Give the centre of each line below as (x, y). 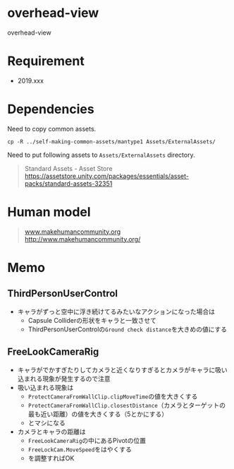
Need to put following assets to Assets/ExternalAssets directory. (101, 155)
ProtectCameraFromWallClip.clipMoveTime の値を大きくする (113, 396)
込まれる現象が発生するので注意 (64, 379)
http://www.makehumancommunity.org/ (82, 239)
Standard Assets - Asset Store (68, 168)
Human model (49, 212)
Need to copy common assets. (52, 129)
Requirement (46, 61)
